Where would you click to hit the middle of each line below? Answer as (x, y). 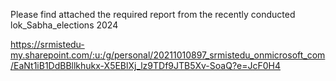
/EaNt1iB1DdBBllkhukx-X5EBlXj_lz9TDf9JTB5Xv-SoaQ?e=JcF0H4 (146, 65)
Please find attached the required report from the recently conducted (153, 14)
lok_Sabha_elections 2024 (64, 25)
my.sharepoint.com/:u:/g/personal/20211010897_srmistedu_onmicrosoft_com (168, 55)
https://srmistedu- (47, 44)
